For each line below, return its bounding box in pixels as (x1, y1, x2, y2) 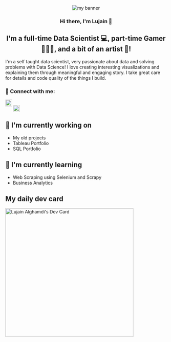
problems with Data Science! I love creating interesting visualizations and (5, 64, 160, 70)
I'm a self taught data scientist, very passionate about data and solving (5, 58, 155, 64)
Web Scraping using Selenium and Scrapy (12, 174, 102, 180)
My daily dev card (5, 194, 64, 203)
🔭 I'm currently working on (5, 121, 92, 130)
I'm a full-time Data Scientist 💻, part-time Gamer (6, 34, 166, 43)
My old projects (12, 134, 46, 141)
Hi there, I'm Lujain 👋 (59, 17, 113, 25)
